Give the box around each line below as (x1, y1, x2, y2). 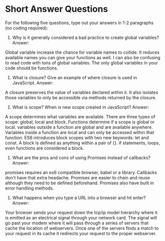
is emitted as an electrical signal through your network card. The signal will (5, 214, 157, 220)
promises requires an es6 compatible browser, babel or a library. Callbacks (5, 169, 157, 175)
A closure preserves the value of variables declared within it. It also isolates (5, 89, 159, 95)
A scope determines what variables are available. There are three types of (5, 113, 156, 119)
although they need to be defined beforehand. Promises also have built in (5, 180, 154, 186)
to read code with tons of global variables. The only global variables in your (5, 60, 158, 66)
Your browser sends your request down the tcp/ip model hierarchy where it (5, 209, 158, 215)
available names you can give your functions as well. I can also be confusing (5, 54, 161, 60)
